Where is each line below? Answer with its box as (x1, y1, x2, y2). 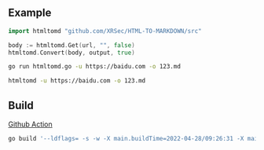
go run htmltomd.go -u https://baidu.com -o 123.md (8, 63, 181, 71)
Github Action (8, 119, 53, 129)
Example (8, 6, 52, 20)
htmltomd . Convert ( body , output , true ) (8, 49, 135, 57)
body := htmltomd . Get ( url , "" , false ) (8, 41, 135, 49)
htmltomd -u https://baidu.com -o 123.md (8, 77, 146, 85)
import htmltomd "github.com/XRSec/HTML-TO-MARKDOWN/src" (8, 27, 202, 35)
